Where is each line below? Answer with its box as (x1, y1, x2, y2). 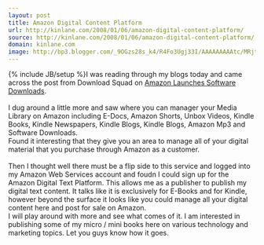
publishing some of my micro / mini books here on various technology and (8, 220, 249, 229)
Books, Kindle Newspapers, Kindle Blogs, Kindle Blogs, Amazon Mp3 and (8, 119, 246, 129)
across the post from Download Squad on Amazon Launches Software (8, 78, 236, 87)
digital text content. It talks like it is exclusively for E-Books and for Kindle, (8, 186, 247, 196)
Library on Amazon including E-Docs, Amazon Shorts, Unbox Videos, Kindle (8, 112, 255, 120)
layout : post (8, 11, 51, 20)
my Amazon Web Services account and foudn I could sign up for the (8, 170, 229, 179)
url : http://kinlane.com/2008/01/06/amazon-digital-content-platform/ (8, 26, 244, 34)
